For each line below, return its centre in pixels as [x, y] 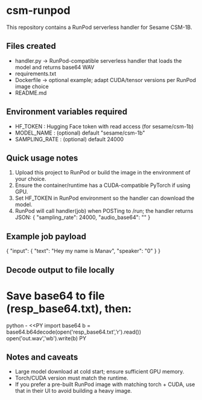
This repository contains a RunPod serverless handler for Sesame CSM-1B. [99, 27]
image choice [32, 86]
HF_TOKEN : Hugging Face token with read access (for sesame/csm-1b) [104, 126]
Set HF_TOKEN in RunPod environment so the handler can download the [105, 198]
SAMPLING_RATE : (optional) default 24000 [69, 139]
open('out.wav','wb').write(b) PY [46, 338]
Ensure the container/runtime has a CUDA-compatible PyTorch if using [103, 185]
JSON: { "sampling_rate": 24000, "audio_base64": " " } [83, 217]
